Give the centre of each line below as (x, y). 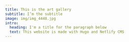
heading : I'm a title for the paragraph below (58, 28)
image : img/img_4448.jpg (31, 18)
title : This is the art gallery (38, 9)
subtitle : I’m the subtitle (34, 14)
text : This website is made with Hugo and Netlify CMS (67, 32)
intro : (12, 23)
